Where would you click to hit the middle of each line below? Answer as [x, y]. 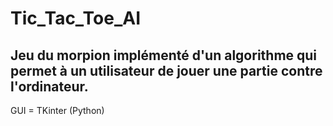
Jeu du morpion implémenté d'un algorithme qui [164, 55]
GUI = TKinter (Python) [57, 110]
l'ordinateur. [49, 86]
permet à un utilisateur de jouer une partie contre [166, 70]
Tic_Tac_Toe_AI [76, 18]
